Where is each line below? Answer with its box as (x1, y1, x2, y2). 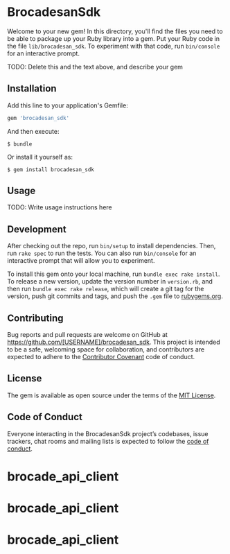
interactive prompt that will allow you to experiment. (7, 257, 155, 265)
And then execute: (7, 127, 60, 135)
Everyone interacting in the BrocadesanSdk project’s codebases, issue (7, 429, 209, 438)
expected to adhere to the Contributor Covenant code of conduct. (7, 353, 195, 361)
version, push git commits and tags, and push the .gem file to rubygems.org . (7, 292, 224, 300)
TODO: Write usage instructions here (7, 203, 112, 211)
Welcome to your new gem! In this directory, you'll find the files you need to (7, 27, 223, 35)
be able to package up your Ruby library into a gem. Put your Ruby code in (7, 34, 220, 42)
